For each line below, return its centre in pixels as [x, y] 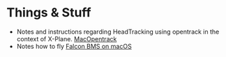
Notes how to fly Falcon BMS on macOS [74, 46]
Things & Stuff [49, 13]
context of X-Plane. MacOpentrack [67, 38]
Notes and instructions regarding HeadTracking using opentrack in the [118, 32]
